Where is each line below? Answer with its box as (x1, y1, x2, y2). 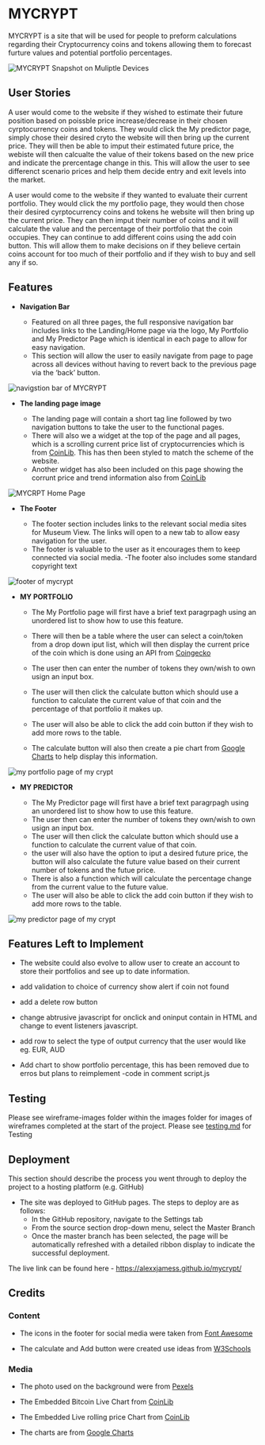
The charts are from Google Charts (19, 1428, 134, 1437)
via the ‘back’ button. (31, 367, 100, 377)
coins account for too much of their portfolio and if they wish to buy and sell (8, 249, 256, 259)
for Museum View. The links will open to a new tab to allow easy (31, 527, 240, 536)
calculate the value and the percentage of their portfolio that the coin (8, 224, 233, 233)
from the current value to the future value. (31, 882, 168, 891)
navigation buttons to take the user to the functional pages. (31, 422, 225, 432)
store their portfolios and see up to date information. (19, 967, 191, 976)
